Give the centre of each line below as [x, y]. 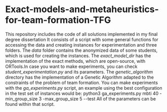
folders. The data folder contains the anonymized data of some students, [81, 50]
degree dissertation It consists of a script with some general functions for [82, 40]
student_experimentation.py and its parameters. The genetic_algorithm [79, 71]
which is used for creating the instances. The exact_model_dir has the [78, 55]
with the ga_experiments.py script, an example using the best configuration [84, 88]
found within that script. [30, 104]
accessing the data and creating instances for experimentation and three [81, 45]
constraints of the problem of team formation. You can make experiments [82, 83]
